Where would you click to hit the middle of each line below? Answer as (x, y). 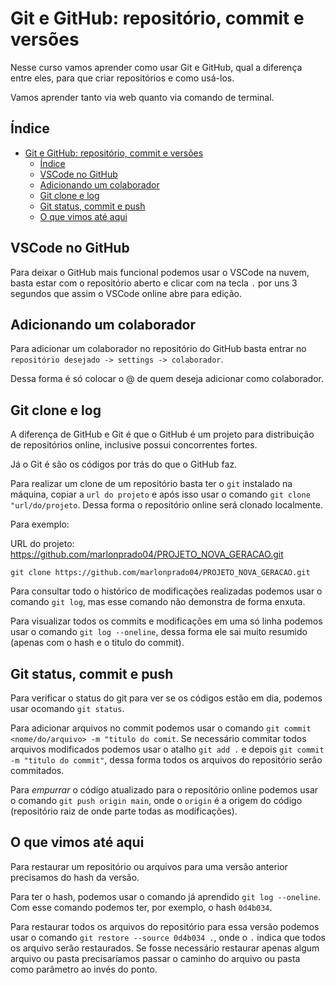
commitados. (37, 770)
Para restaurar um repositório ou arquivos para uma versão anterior (149, 866)
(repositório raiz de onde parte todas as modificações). (124, 811)
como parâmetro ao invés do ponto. (84, 969)
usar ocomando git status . (67, 708)
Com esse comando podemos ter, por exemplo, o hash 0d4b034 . (141, 907)
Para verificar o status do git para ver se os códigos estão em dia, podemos (166, 698)
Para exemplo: (40, 524)
